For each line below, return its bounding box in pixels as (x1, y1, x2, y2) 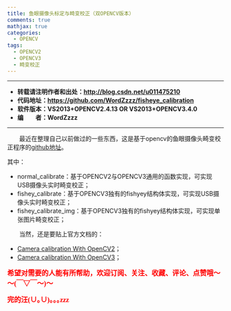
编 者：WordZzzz (16, 113, 78, 121)
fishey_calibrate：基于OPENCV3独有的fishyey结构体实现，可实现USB (16, 189, 214, 197)
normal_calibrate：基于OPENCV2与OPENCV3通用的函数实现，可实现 (16, 172, 213, 180)
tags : (7, 42, 23, 49)
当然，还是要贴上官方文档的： (19, 230, 104, 238)
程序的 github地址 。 (12, 142, 67, 151)
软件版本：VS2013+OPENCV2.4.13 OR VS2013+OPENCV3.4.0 (16, 105, 198, 113)
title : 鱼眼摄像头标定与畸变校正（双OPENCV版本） (7, 10, 135, 17)
